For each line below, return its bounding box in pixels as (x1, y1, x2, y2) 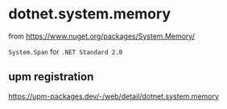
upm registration (8, 70, 94, 84)
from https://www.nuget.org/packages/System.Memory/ (8, 31, 196, 41)
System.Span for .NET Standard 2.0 (8, 46, 123, 56)
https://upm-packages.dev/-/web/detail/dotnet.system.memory (8, 91, 220, 101)
